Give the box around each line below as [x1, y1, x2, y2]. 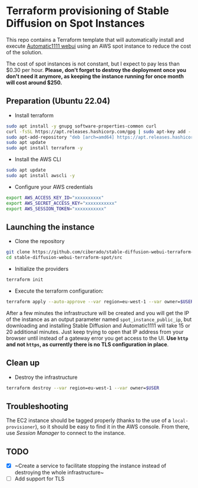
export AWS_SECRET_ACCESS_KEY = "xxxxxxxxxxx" [6, 200, 117, 206]
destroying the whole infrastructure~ [14, 469, 104, 476]
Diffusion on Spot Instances [6, 17, 146, 30]
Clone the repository [14, 238, 65, 245]
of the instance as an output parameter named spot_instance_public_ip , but [6, 316, 192, 323]
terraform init [6, 277, 44, 283]
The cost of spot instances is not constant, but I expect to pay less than [6, 60, 180, 67]
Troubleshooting [6, 401, 69, 411]
